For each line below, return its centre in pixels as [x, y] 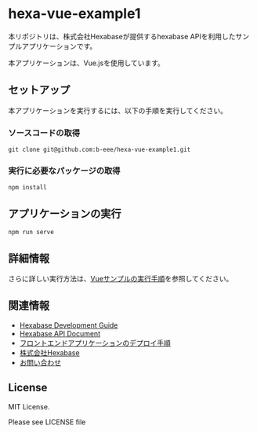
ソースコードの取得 [44, 133]
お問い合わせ [40, 362]
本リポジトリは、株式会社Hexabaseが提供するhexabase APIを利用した [122, 36]
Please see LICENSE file [47, 422]
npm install [27, 188]
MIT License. [29, 406]
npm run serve [31, 233]
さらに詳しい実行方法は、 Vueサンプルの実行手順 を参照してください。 [121, 278]
